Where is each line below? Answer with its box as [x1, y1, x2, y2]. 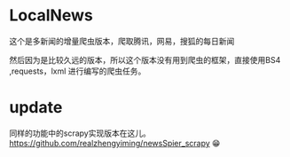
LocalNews [9, 5, 93, 26]
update [9, 98, 63, 118]
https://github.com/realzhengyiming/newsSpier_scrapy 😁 [9, 137, 221, 148]
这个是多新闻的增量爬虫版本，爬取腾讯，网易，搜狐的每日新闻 [9, 35, 235, 46]
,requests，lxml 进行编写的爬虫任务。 [9, 66, 146, 76]
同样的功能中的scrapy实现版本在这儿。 [9, 128, 151, 138]
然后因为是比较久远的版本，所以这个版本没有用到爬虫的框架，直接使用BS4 [9, 54, 281, 65]
